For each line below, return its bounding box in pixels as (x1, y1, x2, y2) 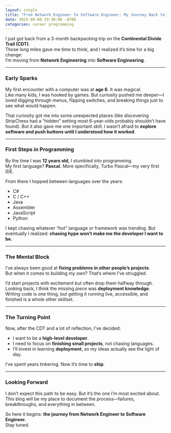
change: (5, 52, 23, 58)
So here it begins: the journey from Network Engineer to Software (5, 411, 146, 417)
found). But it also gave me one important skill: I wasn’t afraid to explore (5, 123, 157, 129)
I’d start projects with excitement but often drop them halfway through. (5, 280, 154, 286)
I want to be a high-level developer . (12, 335, 89, 341)
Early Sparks (5, 75, 38, 82)
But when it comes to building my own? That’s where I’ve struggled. (5, 270, 147, 276)
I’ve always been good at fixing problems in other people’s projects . (5, 265, 150, 271)
